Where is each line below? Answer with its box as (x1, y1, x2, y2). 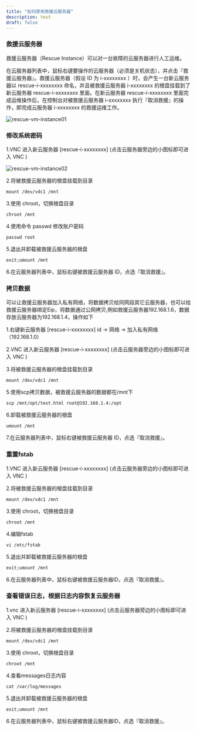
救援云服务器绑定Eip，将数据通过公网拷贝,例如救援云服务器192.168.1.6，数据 (6, 306, 189, 314)
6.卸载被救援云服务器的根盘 (6, 411, 73, 418)
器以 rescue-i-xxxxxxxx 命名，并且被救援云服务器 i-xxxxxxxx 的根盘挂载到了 (6, 82, 191, 89)
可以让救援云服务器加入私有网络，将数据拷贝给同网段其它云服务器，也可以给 (6, 299, 191, 306)
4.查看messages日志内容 (6, 672, 66, 679)
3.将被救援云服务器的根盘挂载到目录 (6, 366, 93, 373)
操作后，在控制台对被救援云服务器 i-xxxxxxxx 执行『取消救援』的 (21, 96, 179, 104)
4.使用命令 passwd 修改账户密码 (6, 222, 84, 229)
